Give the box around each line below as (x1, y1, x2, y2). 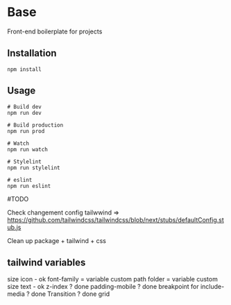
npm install (7, 65, 42, 73)
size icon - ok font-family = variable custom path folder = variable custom (7, 275, 219, 283)
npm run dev (7, 109, 42, 116)
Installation (7, 47, 57, 59)
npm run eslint (7, 182, 51, 189)
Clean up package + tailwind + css (7, 236, 106, 244)
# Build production (7, 121, 64, 129)
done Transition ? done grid (31, 290, 110, 298)
